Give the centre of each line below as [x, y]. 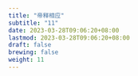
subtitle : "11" [34, 23]
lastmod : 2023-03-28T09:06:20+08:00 [69, 38]
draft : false [30, 45]
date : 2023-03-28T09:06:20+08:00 [64, 30]
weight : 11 [26, 60]
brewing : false [34, 52]
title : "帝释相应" [37, 15]
